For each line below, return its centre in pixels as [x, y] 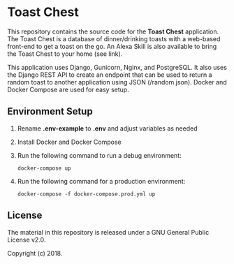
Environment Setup [50, 111]
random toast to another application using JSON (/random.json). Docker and [117, 82]
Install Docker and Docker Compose [69, 142]
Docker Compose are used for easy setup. [68, 89]
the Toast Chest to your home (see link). [65, 54]
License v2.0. [27, 240]
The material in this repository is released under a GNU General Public [108, 232]
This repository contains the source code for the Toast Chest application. [113, 31]
